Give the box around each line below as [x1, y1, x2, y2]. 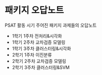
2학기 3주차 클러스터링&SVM [12, 64, 70, 70]
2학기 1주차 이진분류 [12, 51, 52, 58]
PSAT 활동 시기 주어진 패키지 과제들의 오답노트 [5, 22, 97, 28]
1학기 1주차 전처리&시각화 [12, 33, 62, 39]
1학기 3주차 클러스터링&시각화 [12, 45, 71, 51]
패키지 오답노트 [5, 5, 64, 16]
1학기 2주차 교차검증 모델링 [12, 39, 66, 45]
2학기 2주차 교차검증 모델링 [12, 58, 67, 64]
